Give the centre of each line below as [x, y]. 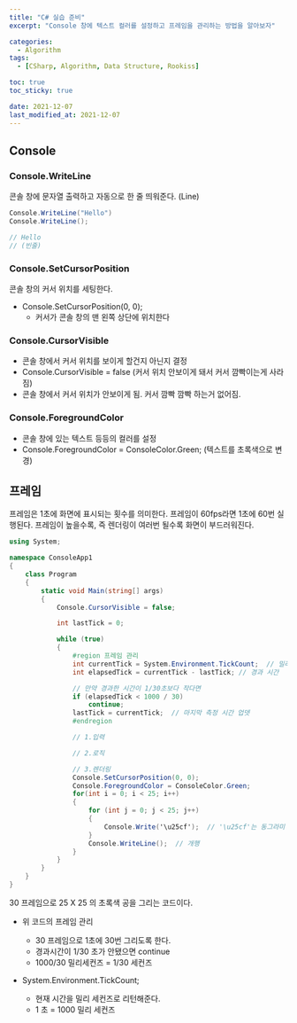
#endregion [92, 722]
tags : [19, 59]
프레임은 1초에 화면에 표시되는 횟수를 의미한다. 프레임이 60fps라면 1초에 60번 [142, 514]
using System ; [35, 542]
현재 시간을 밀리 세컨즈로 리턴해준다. [98, 998]
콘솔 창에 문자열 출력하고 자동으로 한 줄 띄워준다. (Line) [104, 197]
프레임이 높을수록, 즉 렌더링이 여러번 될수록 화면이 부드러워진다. [145, 525]
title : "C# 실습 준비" [47, 17]
